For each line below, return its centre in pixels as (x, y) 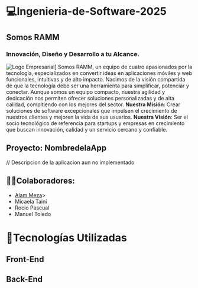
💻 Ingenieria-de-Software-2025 (86, 12)
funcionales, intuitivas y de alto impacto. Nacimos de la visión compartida (96, 79)
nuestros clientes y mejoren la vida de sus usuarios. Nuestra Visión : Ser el (97, 117)
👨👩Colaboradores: (40, 181)
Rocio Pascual (32, 208)
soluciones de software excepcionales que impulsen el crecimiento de (92, 110)
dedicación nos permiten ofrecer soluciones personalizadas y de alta (90, 98)
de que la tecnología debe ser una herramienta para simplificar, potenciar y (98, 86)
